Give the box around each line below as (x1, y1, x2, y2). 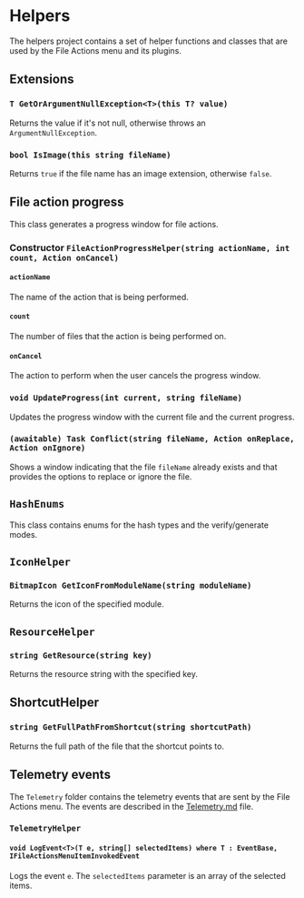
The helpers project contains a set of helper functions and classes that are (9, 35, 289, 46)
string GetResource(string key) (9, 650, 152, 661)
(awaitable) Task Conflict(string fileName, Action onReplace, (9, 434, 295, 444)
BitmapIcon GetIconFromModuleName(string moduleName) (9, 580, 252, 590)
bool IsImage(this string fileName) (9, 149, 172, 160)
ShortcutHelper (9, 695, 100, 711)
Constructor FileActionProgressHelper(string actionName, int (9, 241, 290, 254)
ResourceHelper (9, 625, 95, 638)
